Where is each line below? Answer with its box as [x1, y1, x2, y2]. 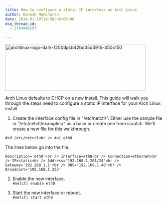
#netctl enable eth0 [12, 181, 55, 186]
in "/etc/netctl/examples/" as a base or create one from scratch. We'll [12, 121, 156, 127]
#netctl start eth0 [12, 195, 53, 200]
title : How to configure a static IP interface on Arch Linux [5, 7, 137, 12]
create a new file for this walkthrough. [12, 126, 91, 132]
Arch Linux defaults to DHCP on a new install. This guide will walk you [5, 95, 149, 101]
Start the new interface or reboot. [12, 190, 81, 196]
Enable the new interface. [12, 176, 65, 182]
